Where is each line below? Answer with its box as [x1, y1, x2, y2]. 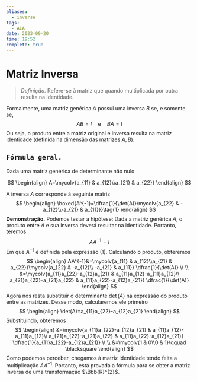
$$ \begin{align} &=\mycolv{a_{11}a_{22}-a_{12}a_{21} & [14, 326, 151, 333]
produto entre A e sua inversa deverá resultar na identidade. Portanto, [6, 221, 177, 228]
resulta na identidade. [20, 93, 74, 100]
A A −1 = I [89, 237, 110, 245]
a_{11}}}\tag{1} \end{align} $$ [85, 206, 156, 213]
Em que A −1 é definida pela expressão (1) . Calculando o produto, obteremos [6, 247, 191, 255]
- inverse [11, 14, 35, 20]
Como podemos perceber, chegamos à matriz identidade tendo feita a [6, 354, 177, 361]
